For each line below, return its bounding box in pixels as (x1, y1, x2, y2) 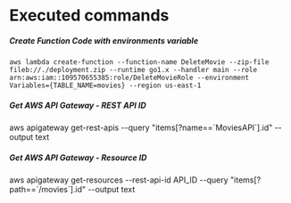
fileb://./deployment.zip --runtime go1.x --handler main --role (9, 66, 257, 75)
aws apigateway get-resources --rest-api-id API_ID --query (9, 175, 229, 185)
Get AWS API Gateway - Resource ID (9, 152, 147, 163)
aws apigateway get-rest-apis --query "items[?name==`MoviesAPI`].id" (9, 122, 273, 134)
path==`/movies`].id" (9, 184, 87, 195)
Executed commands (9, 5, 170, 26)
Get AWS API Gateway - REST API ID (9, 100, 146, 110)
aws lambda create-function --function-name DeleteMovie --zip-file (9, 58, 270, 67)
